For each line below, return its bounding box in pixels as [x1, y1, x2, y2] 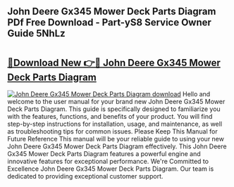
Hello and [182, 90, 211, 98]
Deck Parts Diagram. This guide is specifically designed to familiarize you [7, 105, 221, 113]
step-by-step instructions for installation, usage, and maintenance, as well [7, 120, 223, 128]
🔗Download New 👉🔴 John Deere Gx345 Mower [7, 56, 221, 69]
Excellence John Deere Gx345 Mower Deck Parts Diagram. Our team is [7, 165, 214, 173]
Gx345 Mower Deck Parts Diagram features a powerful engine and [7, 150, 201, 157]
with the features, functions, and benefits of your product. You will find [7, 112, 213, 120]
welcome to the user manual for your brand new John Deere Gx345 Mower [7, 98, 226, 105]
